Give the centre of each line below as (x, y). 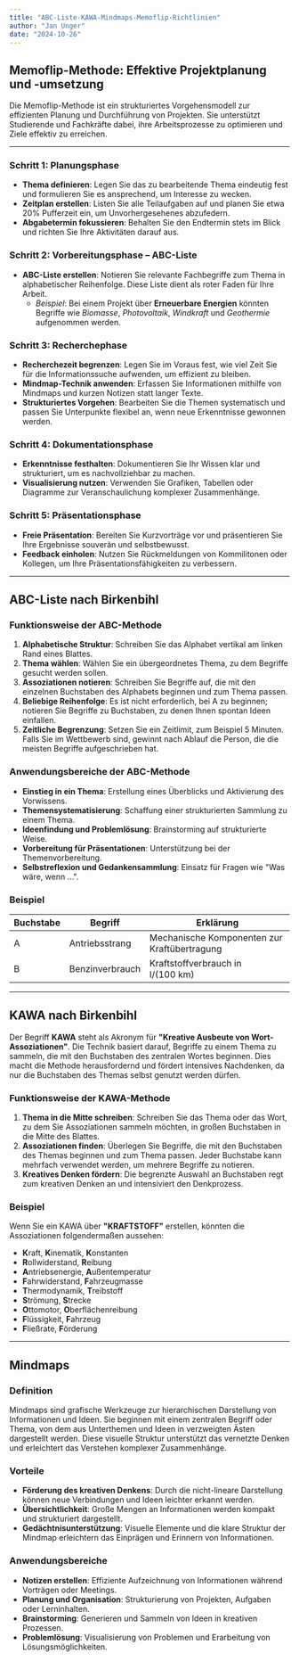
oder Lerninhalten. (56, 1608)
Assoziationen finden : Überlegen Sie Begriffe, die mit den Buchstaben (152, 1146)
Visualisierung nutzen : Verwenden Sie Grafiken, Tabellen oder (137, 483)
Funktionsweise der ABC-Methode (86, 625)
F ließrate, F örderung (60, 1328)
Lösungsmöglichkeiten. (65, 1647)
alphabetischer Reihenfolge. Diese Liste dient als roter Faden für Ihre (148, 284)
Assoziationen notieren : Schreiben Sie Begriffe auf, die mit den (139, 682)
